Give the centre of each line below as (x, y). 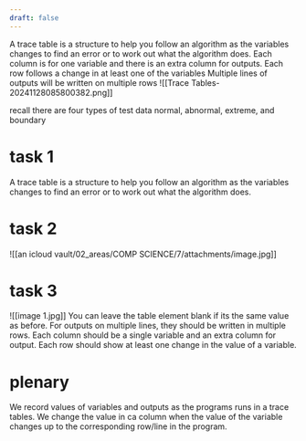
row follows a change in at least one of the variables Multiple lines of (138, 73)
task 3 (33, 291)
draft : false (34, 18)
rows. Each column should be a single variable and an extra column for (143, 335)
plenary (40, 382)
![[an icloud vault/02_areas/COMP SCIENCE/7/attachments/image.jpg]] (143, 254)
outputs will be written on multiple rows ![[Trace (100, 82)
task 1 (32, 157)
